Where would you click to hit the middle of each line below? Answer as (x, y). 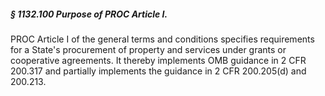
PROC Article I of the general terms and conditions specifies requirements (162, 39)
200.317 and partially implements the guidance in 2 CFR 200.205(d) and (158, 71)
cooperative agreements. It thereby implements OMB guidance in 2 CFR (158, 60)
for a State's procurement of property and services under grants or (148, 49)
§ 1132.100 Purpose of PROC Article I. (89, 14)
